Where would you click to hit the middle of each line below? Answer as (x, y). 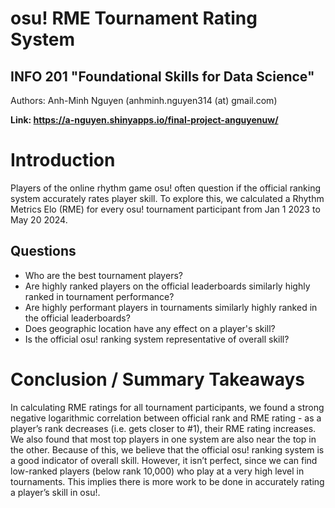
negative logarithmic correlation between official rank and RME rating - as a (166, 418)
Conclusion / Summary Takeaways (158, 379)
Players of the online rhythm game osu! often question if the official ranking (166, 188)
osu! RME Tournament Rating (134, 18)
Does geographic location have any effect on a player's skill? (150, 328)
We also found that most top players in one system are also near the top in (163, 439)
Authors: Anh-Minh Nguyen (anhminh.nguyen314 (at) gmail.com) (144, 100)
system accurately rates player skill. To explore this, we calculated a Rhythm (167, 198)
